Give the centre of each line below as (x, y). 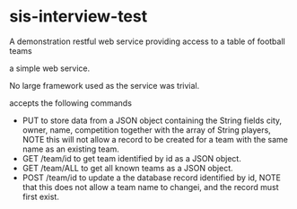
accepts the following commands (71, 103)
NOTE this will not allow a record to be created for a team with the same (155, 139)
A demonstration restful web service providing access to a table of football (147, 41)
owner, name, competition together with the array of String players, (146, 130)
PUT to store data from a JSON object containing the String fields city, (152, 120)
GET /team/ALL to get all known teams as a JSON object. (127, 168)
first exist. (41, 196)
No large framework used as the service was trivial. (105, 85)
